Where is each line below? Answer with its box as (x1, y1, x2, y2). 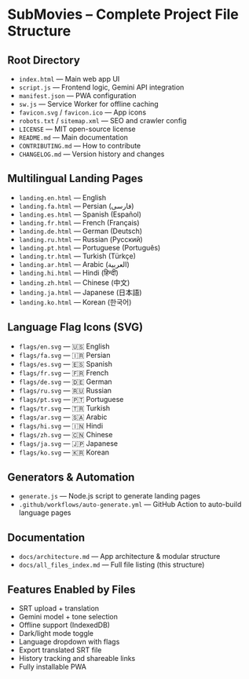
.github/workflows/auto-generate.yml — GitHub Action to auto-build (18, 500, 242, 509)
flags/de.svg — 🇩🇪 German (18, 377, 112, 386)
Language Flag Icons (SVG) (7, 320, 143, 334)
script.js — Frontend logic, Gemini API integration (18, 82, 185, 92)
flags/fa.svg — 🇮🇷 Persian (18, 350, 111, 360)
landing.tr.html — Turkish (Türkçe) (18, 251, 137, 261)
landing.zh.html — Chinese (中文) (18, 277, 130, 287)
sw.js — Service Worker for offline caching (18, 100, 159, 108)
